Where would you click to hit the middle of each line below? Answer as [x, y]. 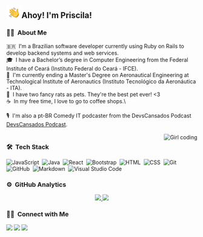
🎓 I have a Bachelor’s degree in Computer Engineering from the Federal [97, 60]
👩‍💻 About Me [27, 33]
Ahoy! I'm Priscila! [57, 15]
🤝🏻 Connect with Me [38, 215]
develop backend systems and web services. [63, 53]
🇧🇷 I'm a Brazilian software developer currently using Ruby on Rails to [95, 46]
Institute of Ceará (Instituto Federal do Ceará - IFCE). [72, 68]
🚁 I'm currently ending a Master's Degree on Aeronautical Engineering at [98, 75]
